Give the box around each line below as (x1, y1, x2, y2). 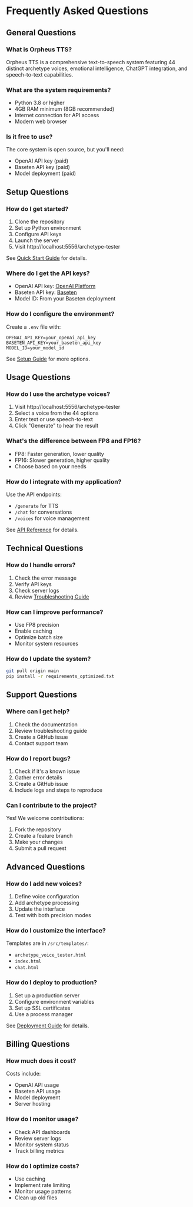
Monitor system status (14, 1141, 69, 1148)
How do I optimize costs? (6, 1162, 79, 1170)
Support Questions (6, 690, 78, 700)
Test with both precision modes (14, 912, 91, 919)
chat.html (14, 965, 39, 971)
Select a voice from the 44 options (14, 409, 99, 416)
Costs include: (6, 1070, 41, 1077)
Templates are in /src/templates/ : (6, 940, 89, 947)
